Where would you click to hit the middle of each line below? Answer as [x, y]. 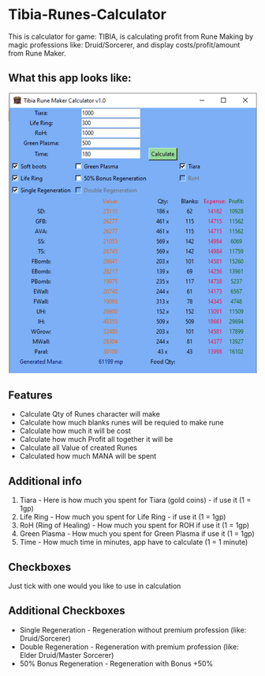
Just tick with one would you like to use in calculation [95, 586]
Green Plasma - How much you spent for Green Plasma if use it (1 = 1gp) [137, 534]
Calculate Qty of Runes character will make [90, 414]
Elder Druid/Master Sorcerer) [67, 655]
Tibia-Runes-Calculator [88, 15]
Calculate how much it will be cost [75, 431]
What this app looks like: [70, 78]
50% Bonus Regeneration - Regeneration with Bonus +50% [116, 663]
